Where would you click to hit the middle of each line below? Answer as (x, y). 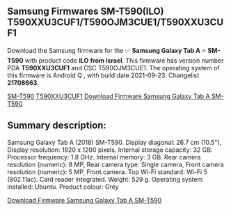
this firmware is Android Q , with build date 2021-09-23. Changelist (103, 75)
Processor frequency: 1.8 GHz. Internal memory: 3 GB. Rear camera (104, 157)
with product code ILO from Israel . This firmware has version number (124, 60)
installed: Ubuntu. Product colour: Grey (63, 187)
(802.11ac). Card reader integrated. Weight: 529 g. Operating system (105, 179)
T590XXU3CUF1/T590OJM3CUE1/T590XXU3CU (115, 23)
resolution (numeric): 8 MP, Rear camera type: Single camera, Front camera (115, 164)
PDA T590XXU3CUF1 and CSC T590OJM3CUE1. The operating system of (114, 68)
